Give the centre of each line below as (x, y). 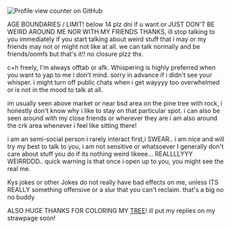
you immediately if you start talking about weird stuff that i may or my (107, 39)
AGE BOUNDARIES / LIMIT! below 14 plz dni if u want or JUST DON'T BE (111, 24)
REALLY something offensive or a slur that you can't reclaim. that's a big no (115, 190)
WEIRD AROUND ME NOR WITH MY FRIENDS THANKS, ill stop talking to (111, 32)
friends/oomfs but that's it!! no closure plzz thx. (75, 54)
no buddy (21, 197)
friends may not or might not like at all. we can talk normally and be (104, 46)
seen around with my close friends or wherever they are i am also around (112, 118)
